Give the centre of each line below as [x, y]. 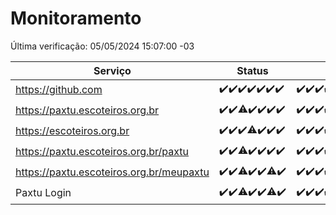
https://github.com [59, 90]
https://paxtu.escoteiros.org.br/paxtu [102, 152]
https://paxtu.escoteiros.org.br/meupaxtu [112, 172]
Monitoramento [76, 18]
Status [252, 70]
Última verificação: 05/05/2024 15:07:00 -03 [102, 46]
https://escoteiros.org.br [72, 131]
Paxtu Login [43, 193]
